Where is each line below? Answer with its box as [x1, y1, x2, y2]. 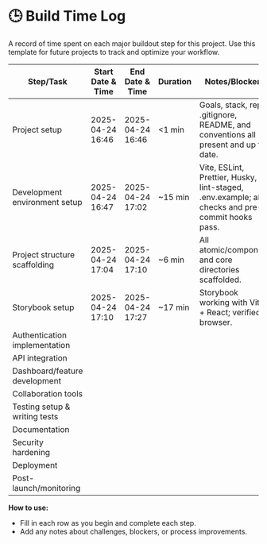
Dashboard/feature [12, 365, 83, 376]
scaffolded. [199, 274, 242, 285]
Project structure [12, 249, 75, 260]
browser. [199, 316, 233, 327]
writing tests [12, 411, 59, 422]
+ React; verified [199, 307, 261, 318]
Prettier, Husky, [199, 172, 257, 183]
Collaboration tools [12, 388, 83, 399]
